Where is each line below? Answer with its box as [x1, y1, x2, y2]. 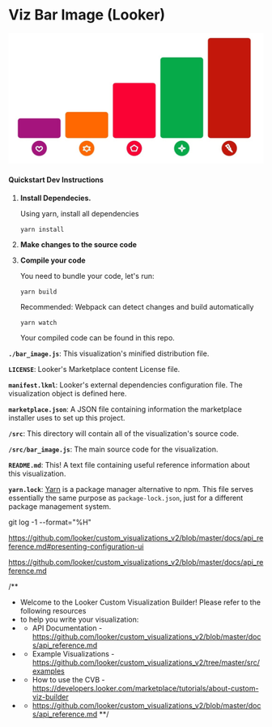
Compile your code [19, 255, 87, 265]
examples [32, 666, 65, 676]
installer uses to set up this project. [8, 413, 125, 422]
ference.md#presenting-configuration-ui [8, 541, 144, 551]
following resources [19, 605, 87, 615]
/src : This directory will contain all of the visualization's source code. [8, 428, 240, 438]
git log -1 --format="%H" [8, 517, 91, 527]
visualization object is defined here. [8, 388, 127, 398]
